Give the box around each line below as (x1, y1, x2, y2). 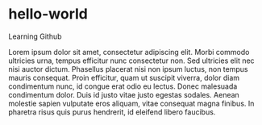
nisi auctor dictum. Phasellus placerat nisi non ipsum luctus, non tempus (8, 64, 248, 73)
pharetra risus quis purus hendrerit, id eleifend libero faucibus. (8, 106, 216, 117)
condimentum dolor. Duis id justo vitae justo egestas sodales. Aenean (8, 90, 239, 99)
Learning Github (8, 31, 62, 41)
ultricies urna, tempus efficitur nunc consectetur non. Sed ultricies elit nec (8, 56, 256, 65)
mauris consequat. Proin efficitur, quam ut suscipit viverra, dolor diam (8, 73, 240, 82)
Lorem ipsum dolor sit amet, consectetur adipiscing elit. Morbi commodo (8, 47, 250, 56)
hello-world (8, 5, 89, 23)
